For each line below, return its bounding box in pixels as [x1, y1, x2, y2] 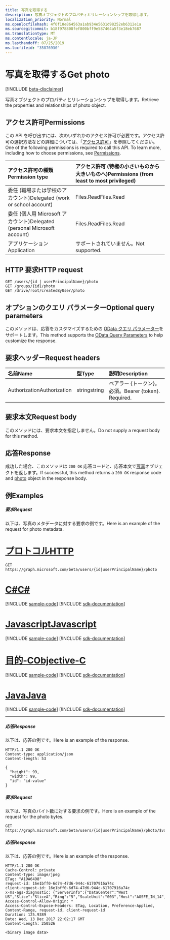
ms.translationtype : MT [5, 31, 56, 36]
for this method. [5, 433, 39, 439]
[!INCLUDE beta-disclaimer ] [5, 86, 63, 92]
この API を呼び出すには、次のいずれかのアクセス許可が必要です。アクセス [5, 133, 160, 139]
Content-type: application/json [5, 752, 73, 757]
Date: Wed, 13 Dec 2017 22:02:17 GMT [5, 917, 85, 922]
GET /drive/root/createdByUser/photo [5, 288, 85, 293]
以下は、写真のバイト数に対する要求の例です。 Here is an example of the [5, 808, 156, 814]
